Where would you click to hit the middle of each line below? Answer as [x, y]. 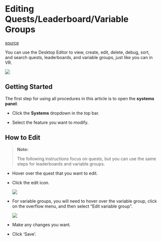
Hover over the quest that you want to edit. [55, 173]
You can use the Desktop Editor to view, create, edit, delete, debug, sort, [77, 52]
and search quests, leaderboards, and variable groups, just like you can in [79, 57]
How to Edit [23, 138]
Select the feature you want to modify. [50, 122]
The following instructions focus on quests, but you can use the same [86, 159]
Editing [20, 9]
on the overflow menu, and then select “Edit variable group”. [72, 206]
